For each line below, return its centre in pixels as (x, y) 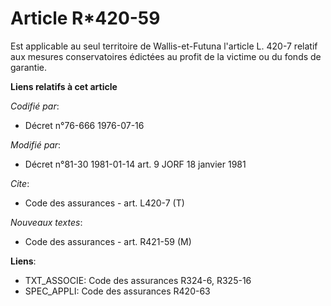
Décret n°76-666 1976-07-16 (84, 125)
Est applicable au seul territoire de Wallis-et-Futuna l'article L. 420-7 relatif (164, 46)
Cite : (20, 183)
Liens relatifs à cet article (64, 86)
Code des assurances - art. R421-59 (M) (108, 241)
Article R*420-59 (85, 18)
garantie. (29, 67)
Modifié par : (36, 144)
